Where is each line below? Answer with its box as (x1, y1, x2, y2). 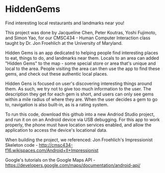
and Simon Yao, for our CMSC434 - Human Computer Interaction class (5, 35, 151, 41)
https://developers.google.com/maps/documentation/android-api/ (5, 162, 141, 168)
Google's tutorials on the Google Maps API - (5, 157, 95, 163)
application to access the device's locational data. (5, 127, 108, 133)
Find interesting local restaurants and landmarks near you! (5, 20, 125, 26)
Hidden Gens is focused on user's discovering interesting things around (5, 81, 153, 86)
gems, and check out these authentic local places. (5, 71, 108, 77)
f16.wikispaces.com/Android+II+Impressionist (5, 147, 98, 153)
